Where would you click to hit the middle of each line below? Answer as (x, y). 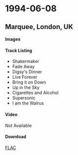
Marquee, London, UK (39, 27)
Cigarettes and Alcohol (35, 93)
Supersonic (24, 98)
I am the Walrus (28, 103)
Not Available (18, 125)
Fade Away (23, 66)
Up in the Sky (26, 88)
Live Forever (25, 77)
